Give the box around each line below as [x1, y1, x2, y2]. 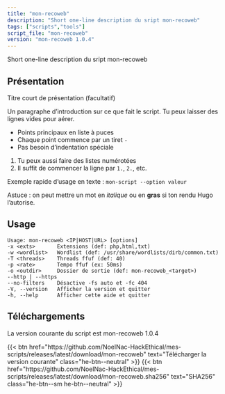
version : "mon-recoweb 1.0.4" [7, 36, 95, 43]
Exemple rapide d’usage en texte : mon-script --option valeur [7, 177, 187, 185]
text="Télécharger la [147, 349, 207, 358]
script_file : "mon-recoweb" [7, 29, 89, 37]
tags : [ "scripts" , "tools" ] [7, 23, 85, 30]
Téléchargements [7, 310, 85, 322]
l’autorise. [7, 198, 35, 206]
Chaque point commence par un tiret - [17, 135, 128, 143]
